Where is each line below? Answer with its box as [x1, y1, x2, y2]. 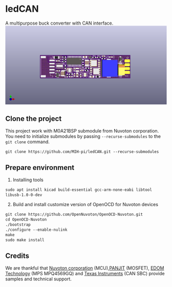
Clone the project [5, 114, 62, 123]
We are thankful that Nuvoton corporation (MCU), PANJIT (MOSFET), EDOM [5, 264, 164, 271]
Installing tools [12, 177, 44, 183]
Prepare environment [5, 163, 75, 172]
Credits [5, 251, 30, 260]
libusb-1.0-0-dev [5, 192, 42, 197]
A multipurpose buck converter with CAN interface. [5, 20, 114, 26]
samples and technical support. [5, 276, 72, 282]
